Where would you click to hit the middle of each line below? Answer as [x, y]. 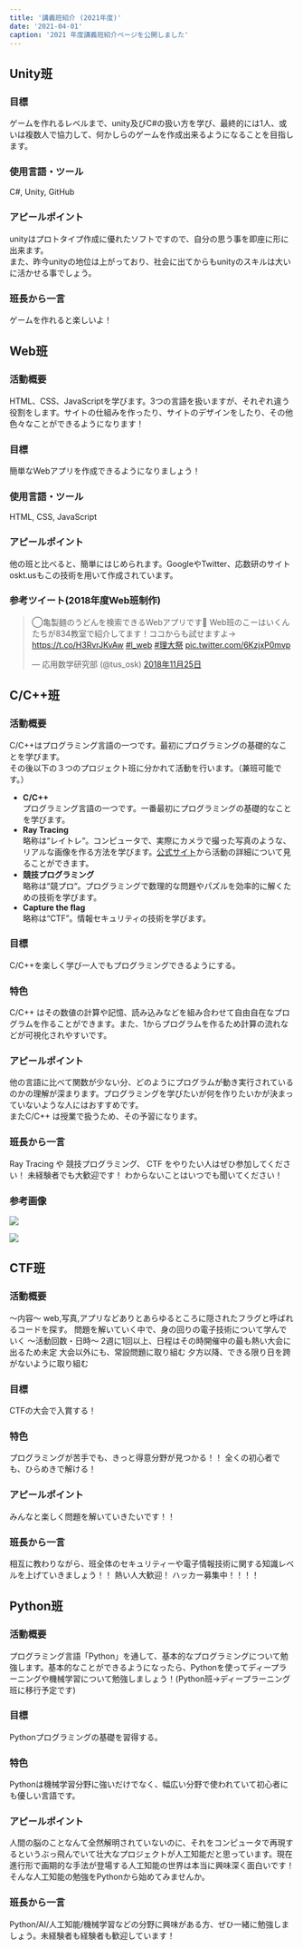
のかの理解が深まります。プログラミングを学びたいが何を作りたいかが [140, 1093]
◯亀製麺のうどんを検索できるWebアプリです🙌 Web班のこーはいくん [161, 622]
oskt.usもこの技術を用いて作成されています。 [94, 575]
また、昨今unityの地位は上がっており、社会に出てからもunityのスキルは [142, 261]
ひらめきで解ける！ [61, 1469]
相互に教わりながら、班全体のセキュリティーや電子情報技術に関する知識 [144, 1563]
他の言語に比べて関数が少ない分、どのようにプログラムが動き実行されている [151, 1082]
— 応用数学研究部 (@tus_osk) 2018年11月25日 [116, 664]
